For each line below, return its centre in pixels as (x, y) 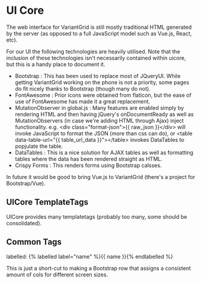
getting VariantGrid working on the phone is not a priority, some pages (102, 82)
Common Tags (34, 242)
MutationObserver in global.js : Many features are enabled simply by (99, 108)
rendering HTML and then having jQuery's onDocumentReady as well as (104, 114)
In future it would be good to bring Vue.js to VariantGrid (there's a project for (101, 177)
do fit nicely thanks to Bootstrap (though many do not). (83, 88)
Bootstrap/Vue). (26, 183)
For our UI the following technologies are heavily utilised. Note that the (93, 51)
